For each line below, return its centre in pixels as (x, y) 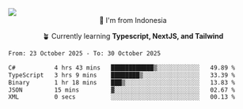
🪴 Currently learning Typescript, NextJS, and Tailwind (133, 36)
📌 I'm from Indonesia (133, 20)
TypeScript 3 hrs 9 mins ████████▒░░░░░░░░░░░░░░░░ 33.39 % (122, 75)
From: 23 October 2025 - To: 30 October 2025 (84, 54)
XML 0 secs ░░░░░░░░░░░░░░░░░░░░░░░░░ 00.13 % (122, 97)
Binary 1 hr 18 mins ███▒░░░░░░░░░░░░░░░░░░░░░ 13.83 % (122, 82)
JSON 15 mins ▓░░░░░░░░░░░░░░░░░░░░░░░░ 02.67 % (122, 90)
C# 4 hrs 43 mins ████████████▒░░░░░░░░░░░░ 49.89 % (122, 68)
